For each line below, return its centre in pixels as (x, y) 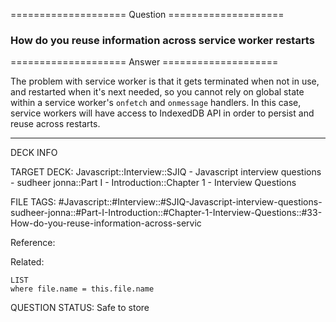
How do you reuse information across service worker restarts (162, 40)
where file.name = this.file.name (82, 289)
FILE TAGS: (33, 202)
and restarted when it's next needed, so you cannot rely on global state (157, 92)
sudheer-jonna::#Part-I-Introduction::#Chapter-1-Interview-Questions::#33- (166, 213)
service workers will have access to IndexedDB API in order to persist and (162, 113)
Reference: (33, 243)
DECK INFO (34, 153)
